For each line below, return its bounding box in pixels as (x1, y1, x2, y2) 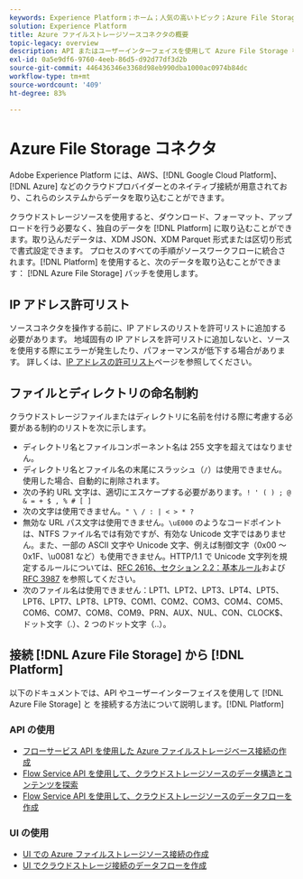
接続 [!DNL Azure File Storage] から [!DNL (9, 647, 244, 663)
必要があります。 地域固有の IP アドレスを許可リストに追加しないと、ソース (9, 334, 290, 345)
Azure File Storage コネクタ (9, 138, 217, 159)
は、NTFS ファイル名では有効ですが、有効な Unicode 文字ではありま (22, 529, 279, 540)
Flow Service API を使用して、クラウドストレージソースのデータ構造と (22, 768, 285, 779)
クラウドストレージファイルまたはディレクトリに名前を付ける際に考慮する (9, 412, 286, 422)
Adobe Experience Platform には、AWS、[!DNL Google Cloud (9, 170, 238, 180)
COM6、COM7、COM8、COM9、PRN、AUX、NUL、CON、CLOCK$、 (22, 607, 289, 618)
